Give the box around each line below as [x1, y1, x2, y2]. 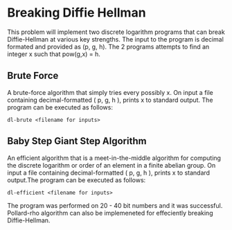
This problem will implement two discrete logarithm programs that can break [7, 28, 225, 36]
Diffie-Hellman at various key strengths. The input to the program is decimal [7, 35, 224, 43]
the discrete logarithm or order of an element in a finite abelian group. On [7, 161, 216, 169]
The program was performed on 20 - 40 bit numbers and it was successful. [7, 201, 223, 209]
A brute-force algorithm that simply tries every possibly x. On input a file [7, 88, 213, 96]
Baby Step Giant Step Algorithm [7, 135, 147, 147]
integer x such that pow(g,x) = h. [7, 50, 100, 58]
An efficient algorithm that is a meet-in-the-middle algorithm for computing [7, 154, 222, 162]
